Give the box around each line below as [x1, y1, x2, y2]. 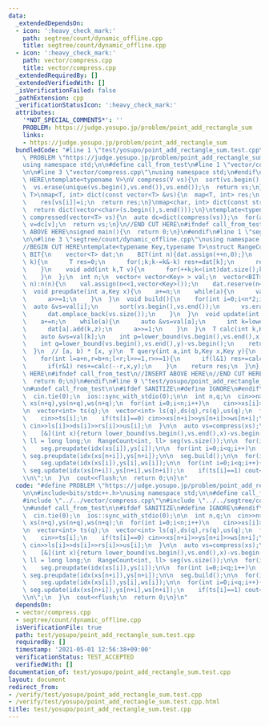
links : [22, 131, 45, 139]
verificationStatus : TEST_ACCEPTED [15, 653, 134, 662]
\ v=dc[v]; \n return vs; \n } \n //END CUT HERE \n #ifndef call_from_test [22, 221, 263, 229]
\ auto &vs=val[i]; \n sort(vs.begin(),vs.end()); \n [22, 302, 220, 310]
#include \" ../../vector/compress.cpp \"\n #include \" [22, 497, 206, 505]
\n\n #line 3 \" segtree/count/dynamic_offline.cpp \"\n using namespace [22, 236, 260, 244]
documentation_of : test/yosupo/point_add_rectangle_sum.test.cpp [8, 667, 231, 676]
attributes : [15, 109, 56, 117]
